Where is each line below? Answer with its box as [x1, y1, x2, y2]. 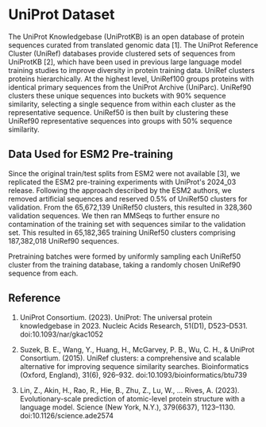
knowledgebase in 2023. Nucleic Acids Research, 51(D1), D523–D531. [19, 321, 248, 330]
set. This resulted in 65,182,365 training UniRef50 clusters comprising [8, 228, 236, 237]
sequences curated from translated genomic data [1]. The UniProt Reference [8, 40, 259, 49]
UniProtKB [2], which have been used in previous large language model [8, 57, 242, 67]
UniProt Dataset [8, 6, 115, 24]
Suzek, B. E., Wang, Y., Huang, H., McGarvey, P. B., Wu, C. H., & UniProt [19, 344, 255, 354]
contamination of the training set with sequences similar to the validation [8, 219, 246, 229]
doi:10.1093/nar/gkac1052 [19, 329, 104, 339]
